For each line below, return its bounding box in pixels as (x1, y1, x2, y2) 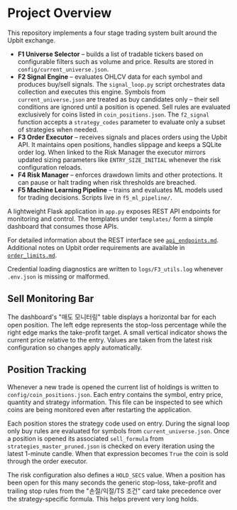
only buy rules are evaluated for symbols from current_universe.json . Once (7, 426, 230, 435)
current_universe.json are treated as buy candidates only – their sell (17, 94, 220, 104)
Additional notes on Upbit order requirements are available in (7, 243, 185, 251)
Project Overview (7, 5, 112, 21)
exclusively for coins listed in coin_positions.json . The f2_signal (17, 110, 209, 119)
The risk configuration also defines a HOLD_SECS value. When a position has (7, 470, 226, 479)
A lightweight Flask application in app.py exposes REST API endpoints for (7, 207, 221, 215)
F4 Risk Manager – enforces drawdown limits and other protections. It (17, 170, 223, 179)
